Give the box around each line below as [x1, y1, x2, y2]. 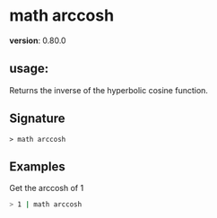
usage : [9, 61, 49, 76]
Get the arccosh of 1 [9, 183, 84, 194]
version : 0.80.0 [9, 35, 66, 46]
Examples [9, 159, 65, 174]
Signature [9, 111, 65, 126]
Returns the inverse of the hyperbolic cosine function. [9, 84, 209, 95]
